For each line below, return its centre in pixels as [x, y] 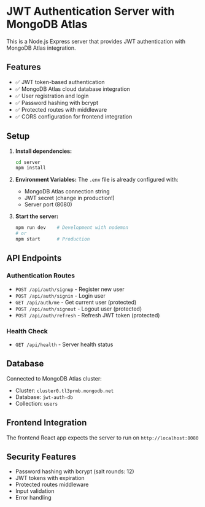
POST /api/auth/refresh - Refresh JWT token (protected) [87, 315]
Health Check [27, 331]
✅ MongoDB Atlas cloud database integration [72, 89]
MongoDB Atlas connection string [67, 192]
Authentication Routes [41, 276]
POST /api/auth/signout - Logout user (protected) [79, 309]
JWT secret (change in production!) [69, 198]
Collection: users [37, 403]
